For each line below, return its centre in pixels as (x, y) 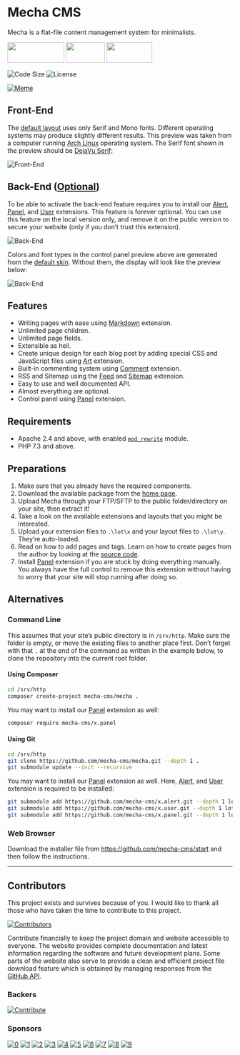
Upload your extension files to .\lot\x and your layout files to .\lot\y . (121, 531)
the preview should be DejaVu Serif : (60, 150)
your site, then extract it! (54, 509)
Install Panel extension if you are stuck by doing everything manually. (119, 562)
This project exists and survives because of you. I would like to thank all (113, 903)
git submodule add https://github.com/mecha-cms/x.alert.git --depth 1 (116, 802)
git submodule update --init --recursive (70, 767)
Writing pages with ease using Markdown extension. (95, 323)
